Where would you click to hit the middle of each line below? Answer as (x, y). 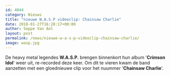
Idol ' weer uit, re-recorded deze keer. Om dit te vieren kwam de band (78, 63)
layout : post (19, 33)
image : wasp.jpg (22, 43)
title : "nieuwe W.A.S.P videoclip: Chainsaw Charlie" (63, 19)
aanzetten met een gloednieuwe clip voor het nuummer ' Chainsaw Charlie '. (84, 68)
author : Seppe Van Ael (29, 29)
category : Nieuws (24, 15)
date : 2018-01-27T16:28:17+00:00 (41, 24)
